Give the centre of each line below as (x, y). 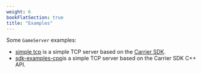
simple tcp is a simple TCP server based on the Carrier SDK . (90, 52)
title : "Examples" (29, 23)
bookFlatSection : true (35, 17)
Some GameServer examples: (42, 40)
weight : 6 (19, 12)
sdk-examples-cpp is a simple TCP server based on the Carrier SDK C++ (106, 59)
